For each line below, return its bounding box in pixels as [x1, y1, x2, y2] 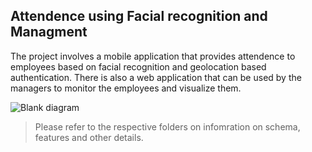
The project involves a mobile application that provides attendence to [10, 50, 296, 62]
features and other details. [34, 131, 144, 143]
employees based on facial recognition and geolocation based [10, 60, 267, 73]
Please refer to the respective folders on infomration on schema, [34, 120, 301, 133]
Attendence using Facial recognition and [10, 8, 268, 25]
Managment [10, 24, 88, 41]
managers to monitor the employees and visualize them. [10, 82, 242, 94]
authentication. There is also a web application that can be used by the [10, 71, 302, 83]
